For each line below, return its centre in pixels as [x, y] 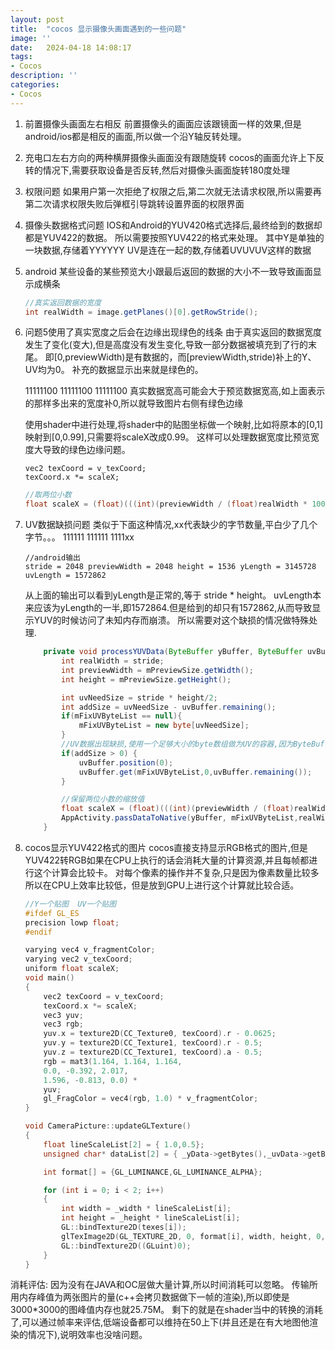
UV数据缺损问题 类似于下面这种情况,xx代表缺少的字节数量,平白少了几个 [171, 525]
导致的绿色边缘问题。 [86, 450]
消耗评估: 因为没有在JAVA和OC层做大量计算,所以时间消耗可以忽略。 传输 [160, 1285]
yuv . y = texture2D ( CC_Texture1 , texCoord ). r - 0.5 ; [153, 1043]
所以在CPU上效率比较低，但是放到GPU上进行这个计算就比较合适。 [162, 885]
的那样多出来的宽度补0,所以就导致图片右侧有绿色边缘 [134, 403]
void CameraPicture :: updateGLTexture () [108, 1126]
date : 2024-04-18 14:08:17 [71, 47]
